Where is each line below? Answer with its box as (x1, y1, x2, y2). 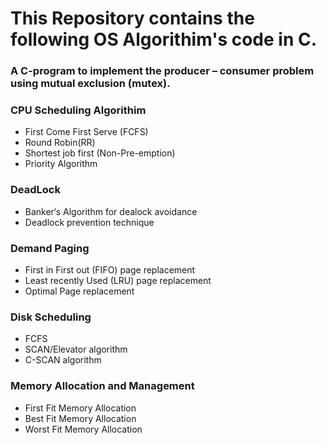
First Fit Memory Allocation (24, 402, 137, 414)
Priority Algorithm (24, 158, 98, 170)
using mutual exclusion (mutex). (10, 77, 171, 91)
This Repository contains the (10, 7, 255, 30)
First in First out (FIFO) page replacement (24, 264, 196, 276)
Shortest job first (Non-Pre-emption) (24, 147, 176, 159)
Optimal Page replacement (24, 285, 135, 297)
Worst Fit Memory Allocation (24, 423, 143, 435)
